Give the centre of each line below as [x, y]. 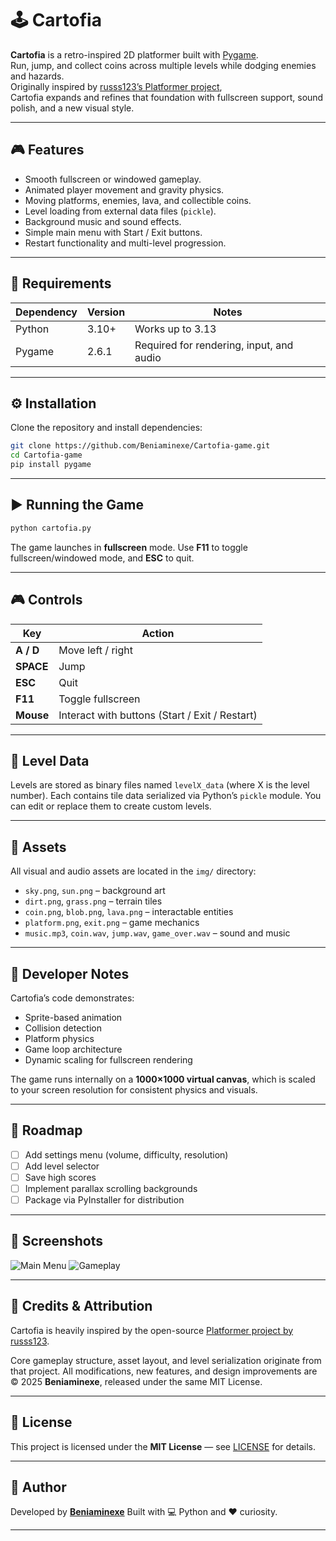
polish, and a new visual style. [72, 108]
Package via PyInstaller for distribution [104, 1200]
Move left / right [95, 650]
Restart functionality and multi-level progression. [125, 243]
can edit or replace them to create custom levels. [111, 806]
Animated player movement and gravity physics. [124, 189]
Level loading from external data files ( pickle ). [120, 211]
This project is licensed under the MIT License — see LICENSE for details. [163, 1446]
